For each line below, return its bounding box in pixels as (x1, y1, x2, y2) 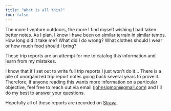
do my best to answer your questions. (5, 90, 85, 96)
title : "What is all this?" (5, 7, 66, 13)
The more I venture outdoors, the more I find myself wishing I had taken (5, 26, 157, 32)
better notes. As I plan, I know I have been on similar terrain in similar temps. (5, 32, 166, 38)
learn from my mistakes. (5, 58, 56, 64)
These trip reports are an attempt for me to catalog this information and (5, 52, 156, 59)
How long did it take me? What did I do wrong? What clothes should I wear (5, 37, 162, 43)
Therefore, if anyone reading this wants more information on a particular (5, 79, 158, 85)
